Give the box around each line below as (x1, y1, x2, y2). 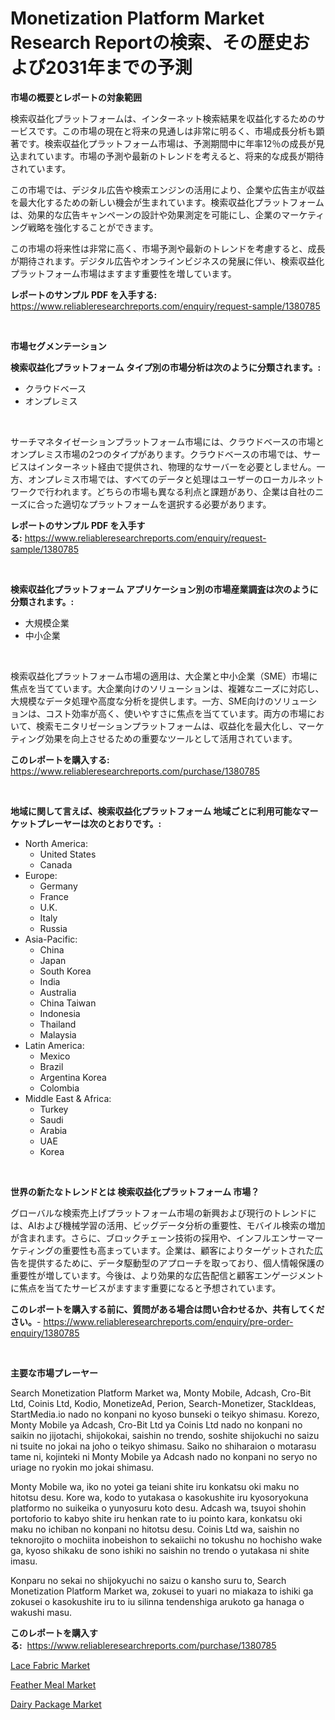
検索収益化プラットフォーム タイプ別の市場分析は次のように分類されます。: (10, 361, 322, 373)
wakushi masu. (10, 1606, 73, 1618)
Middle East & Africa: (24, 1092, 112, 1104)
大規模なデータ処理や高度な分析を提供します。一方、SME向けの (10, 695, 274, 707)
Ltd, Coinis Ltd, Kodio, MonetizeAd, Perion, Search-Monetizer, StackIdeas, (10, 1397, 317, 1409)
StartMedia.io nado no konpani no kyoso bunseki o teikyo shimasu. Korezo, (10, 1408, 320, 1420)
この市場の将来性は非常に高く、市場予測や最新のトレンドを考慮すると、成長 (10, 242, 326, 254)
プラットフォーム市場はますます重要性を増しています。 (10, 267, 237, 279)
